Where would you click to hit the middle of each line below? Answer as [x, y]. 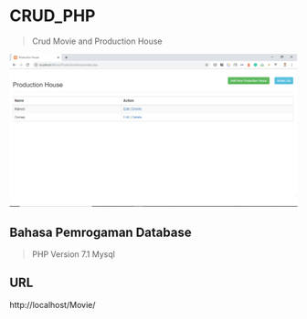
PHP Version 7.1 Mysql [74, 254]
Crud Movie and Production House [97, 41]
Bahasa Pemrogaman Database [101, 232]
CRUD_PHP [53, 16]
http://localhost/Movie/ [53, 304]
